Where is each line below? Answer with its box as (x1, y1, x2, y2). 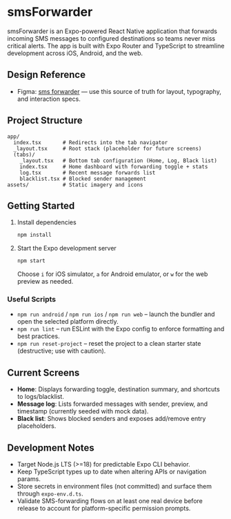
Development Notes (7, 442, 94, 453)
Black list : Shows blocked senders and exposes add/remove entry (17, 415, 206, 423)
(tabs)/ (13, 151, 36, 158)
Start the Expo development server (17, 244, 117, 253)
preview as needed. (17, 277, 74, 286)
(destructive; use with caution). (17, 346, 106, 355)
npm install (17, 232, 52, 239)
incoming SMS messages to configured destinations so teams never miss (7, 34, 216, 42)
